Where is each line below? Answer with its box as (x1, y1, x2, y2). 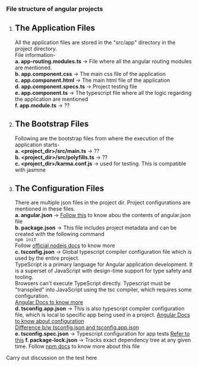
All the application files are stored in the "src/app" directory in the (14, 39, 176, 46)
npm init (14, 237, 37, 243)
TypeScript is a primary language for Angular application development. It (14, 261, 193, 268)
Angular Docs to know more (14, 299, 83, 306)
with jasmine (14, 166, 46, 173)
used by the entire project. (14, 254, 80, 262)
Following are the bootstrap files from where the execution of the (14, 135, 174, 142)
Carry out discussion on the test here (6, 355, 97, 362)
